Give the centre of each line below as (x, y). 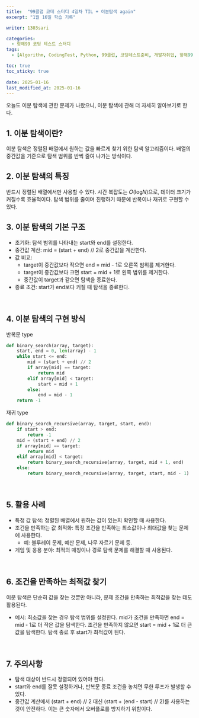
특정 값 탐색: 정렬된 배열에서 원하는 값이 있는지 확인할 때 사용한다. (90, 520)
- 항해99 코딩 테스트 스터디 (41, 44)
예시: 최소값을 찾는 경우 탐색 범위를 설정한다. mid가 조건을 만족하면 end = (99, 617)
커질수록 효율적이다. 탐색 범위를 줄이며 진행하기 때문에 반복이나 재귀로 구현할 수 (98, 199)
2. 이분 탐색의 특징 (38, 176)
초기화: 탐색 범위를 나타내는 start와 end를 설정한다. (74, 242)
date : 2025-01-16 (28, 82)
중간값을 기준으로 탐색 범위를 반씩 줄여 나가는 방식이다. (69, 156)
